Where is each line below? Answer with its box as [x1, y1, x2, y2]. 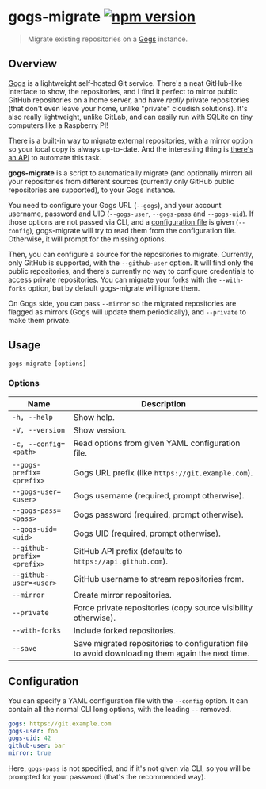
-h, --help [12, 413, 53, 421]
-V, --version [12, 425, 66, 434]
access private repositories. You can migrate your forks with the [8, 275, 218, 284]
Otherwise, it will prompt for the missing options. [8, 234, 167, 244]
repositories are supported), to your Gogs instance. [8, 185, 176, 194]
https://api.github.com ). [73, 556, 169, 567]
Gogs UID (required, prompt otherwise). [73, 528, 222, 539]
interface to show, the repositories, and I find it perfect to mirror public [8, 87, 237, 96]
